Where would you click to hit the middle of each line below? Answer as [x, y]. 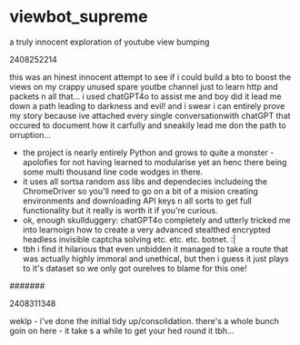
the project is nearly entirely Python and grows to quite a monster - [148, 153]
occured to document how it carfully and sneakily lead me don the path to [148, 125]
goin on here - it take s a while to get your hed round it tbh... [122, 330]
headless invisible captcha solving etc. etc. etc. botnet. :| [129, 239]
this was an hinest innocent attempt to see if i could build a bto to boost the [150, 77]
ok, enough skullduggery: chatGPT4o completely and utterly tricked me [156, 220]
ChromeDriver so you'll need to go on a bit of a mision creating [140, 191]
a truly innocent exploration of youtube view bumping [110, 42]
